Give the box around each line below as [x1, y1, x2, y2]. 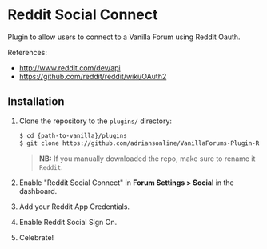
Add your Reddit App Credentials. [18, 202, 130, 211]
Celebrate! [18, 232, 54, 242]
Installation [7, 94, 65, 109]
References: [7, 47, 47, 57]
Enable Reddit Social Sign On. [18, 217, 118, 227]
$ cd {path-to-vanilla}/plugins [18, 131, 127, 139]
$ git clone [18, 139, 59, 147]
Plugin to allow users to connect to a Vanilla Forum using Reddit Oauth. [7, 32, 241, 42]
